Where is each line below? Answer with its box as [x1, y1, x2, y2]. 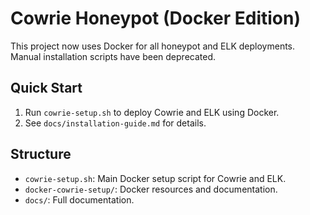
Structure [10, 146, 72, 163]
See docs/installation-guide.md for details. [24, 117, 207, 129]
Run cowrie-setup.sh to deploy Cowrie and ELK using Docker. [24, 106, 280, 118]
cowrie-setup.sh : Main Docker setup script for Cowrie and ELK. [24, 172, 287, 184]
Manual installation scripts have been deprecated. [10, 50, 217, 62]
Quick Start [10, 80, 83, 97]
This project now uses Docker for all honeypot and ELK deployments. [10, 40, 296, 52]
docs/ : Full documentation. [24, 193, 135, 206]
